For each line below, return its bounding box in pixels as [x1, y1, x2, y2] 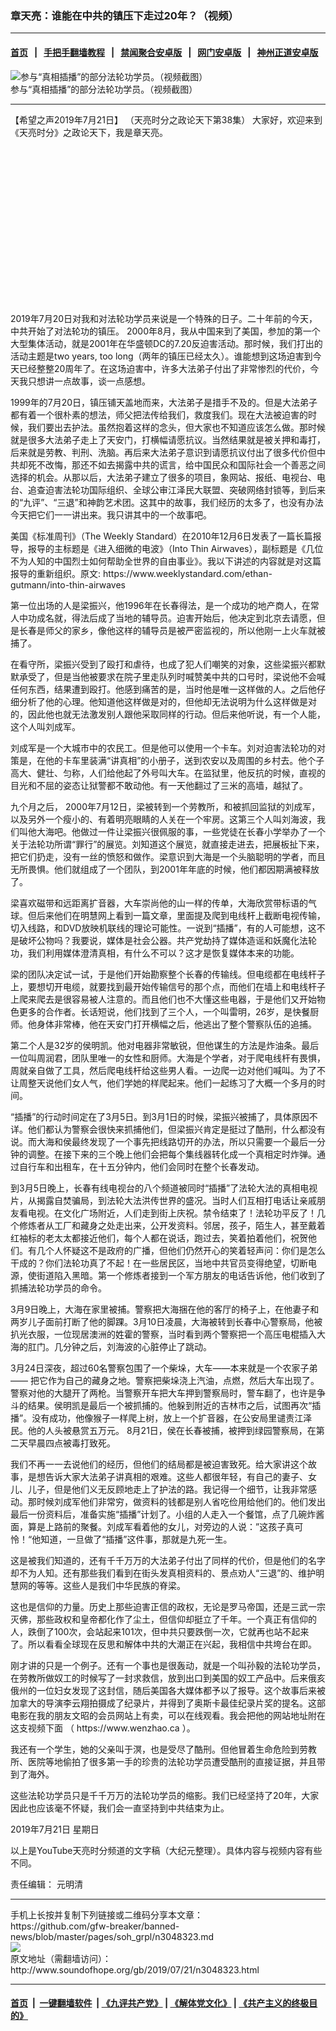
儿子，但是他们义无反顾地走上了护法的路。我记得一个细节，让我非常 [27, 1483, 308, 1495]
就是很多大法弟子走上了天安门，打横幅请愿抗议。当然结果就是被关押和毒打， [10, 433, 326, 446]
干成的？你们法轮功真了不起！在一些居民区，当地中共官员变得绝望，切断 [10, 1257, 308, 1269]
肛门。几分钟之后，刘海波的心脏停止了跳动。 [27, 1340, 212, 1352]
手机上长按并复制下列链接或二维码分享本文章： [10, 1908, 203, 1921]
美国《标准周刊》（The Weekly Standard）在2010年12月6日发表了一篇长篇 [10, 530, 313, 542]
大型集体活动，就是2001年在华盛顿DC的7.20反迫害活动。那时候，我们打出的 [10, 337, 323, 349]
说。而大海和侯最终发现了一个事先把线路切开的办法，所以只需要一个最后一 [10, 1135, 317, 1147]
